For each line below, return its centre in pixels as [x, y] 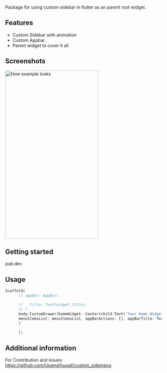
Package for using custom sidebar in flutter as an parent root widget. [76, 7]
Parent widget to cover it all [40, 45]
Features [19, 23]
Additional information [41, 348]
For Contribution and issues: [34, 360]
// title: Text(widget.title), [53, 305]
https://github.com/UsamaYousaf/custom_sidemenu [58, 365]
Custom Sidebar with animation [44, 35]
